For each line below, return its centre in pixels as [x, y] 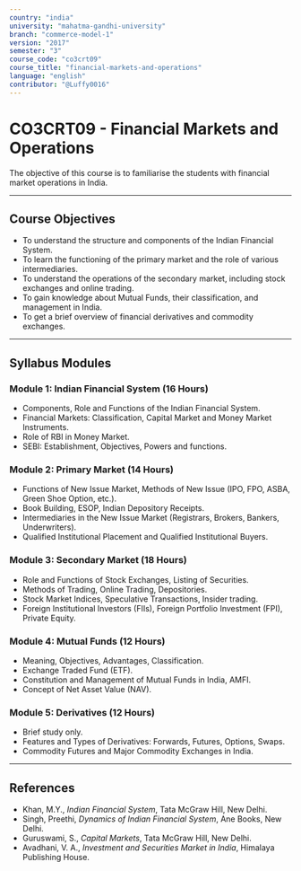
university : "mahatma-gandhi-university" [88, 26]
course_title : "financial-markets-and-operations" [106, 68]
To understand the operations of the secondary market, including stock [154, 278]
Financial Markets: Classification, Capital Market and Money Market [147, 418]
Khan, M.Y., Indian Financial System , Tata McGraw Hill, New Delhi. [145, 810]
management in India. [62, 307]
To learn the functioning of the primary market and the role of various [150, 260]
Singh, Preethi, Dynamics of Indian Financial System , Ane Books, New [152, 819]
